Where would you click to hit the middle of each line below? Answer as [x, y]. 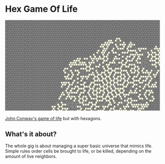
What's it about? [31, 134]
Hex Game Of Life [41, 9]
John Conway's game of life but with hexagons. [53, 119]
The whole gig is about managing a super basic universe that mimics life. [79, 146]
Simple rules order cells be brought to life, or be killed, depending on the [78, 151]
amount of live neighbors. [31, 156]
